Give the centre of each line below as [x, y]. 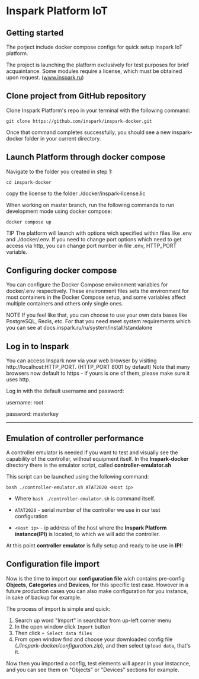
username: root [25, 403]
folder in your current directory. [63, 138]
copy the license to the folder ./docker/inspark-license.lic [76, 193]
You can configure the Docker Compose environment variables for [87, 285]
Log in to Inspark [38, 346]
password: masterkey [33, 414]
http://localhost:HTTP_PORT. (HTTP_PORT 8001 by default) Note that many [98, 367]
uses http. [18, 380]
